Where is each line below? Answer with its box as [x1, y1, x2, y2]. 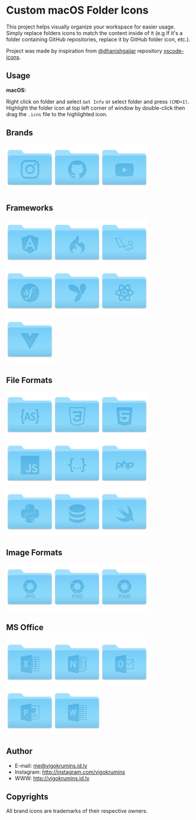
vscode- [163, 47, 184, 54]
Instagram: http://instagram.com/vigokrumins [14, 768, 125, 776]
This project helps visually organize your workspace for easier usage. [6, 23, 175, 30]
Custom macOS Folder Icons [6, 4, 149, 17]
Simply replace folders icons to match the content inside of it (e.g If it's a [6, 29, 183, 36]
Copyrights [6, 792, 48, 802]
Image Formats [6, 547, 63, 557]
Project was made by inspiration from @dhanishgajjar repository [6, 47, 162, 54]
